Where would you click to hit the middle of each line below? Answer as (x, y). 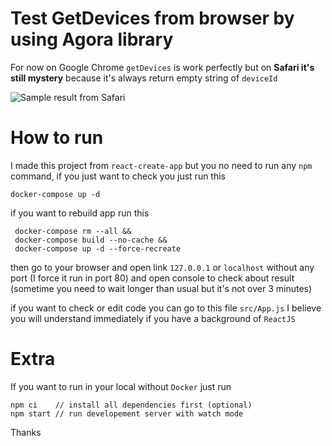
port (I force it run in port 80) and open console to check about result (152, 278)
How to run (57, 138)
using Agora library (92, 39)
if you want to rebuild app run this (80, 213)
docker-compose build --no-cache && (91, 240)
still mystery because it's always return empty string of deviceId (144, 78)
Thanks (26, 432)
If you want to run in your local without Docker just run (121, 386)
